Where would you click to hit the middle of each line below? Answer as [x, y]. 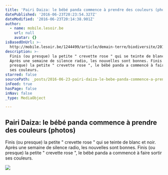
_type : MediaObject [25, 98]
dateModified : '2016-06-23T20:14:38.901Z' [50, 19]
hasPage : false [21, 88]
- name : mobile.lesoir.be [37, 28]
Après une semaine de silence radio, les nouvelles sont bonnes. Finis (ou [80, 148]
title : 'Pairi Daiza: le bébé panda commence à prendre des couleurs [79, 10]
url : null [24, 33]
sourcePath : [17, 79]
